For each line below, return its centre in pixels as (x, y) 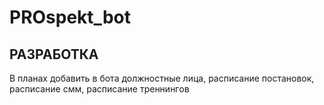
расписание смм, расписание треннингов (99, 89)
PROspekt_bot (70, 17)
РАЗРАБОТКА (54, 54)
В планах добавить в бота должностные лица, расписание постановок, (162, 78)
